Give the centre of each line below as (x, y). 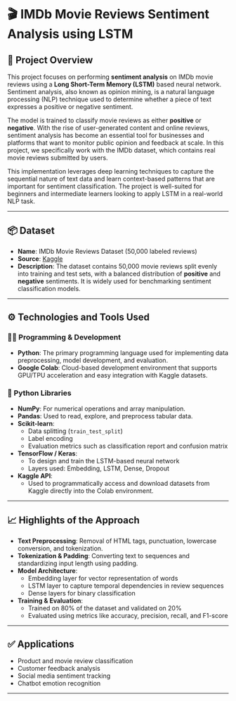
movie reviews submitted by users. (58, 157)
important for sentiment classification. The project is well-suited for (105, 186)
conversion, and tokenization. (60, 548)
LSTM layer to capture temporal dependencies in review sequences (126, 586)
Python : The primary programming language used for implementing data (123, 352)
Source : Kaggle (40, 259)
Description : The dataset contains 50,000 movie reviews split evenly (117, 266)
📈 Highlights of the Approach (74, 521)
